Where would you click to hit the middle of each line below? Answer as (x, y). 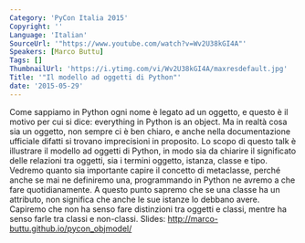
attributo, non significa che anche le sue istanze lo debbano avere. (135, 199)
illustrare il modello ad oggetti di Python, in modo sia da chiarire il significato (153, 151)
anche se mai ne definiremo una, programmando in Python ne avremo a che (152, 180)
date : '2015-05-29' (47, 86)
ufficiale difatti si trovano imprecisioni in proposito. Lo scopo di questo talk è (153, 141)
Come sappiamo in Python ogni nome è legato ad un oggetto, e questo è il (149, 111)
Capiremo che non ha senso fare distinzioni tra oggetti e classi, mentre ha (148, 209)
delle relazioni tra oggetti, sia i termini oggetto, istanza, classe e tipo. (138, 160)
